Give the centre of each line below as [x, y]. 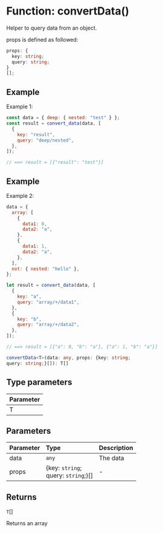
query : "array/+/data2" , [48, 325]
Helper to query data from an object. [52, 28]
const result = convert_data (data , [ [54, 123]
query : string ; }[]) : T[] [37, 363]
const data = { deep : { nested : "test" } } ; [63, 118]
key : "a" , [30, 297]
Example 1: [20, 106]
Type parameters [39, 382]
